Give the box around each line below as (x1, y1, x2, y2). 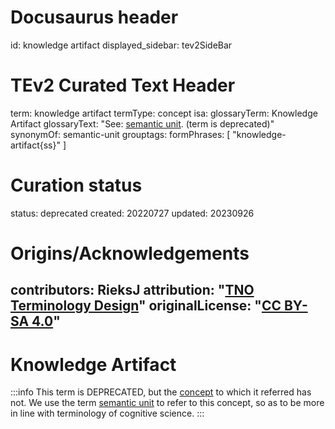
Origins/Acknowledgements (10, 242, 250, 265)
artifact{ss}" (10, 139, 61, 151)
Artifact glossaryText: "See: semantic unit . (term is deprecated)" (10, 117, 275, 130)
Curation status (10, 174, 143, 197)
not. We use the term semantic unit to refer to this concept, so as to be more (10, 397, 325, 409)
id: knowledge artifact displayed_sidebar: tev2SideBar (10, 39, 233, 51)
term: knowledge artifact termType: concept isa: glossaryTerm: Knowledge (10, 107, 318, 119)
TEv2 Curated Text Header (10, 74, 236, 97)
